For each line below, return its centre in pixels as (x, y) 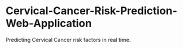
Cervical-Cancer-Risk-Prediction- (91, 11)
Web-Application (49, 23)
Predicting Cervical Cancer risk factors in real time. (68, 40)
